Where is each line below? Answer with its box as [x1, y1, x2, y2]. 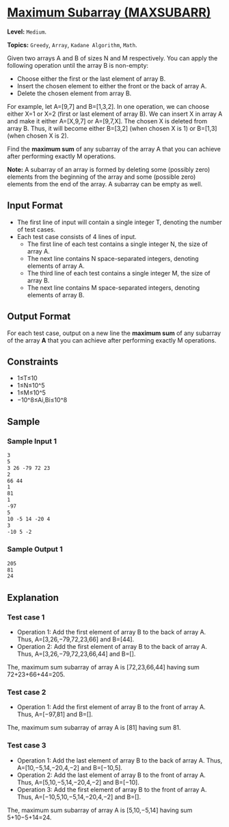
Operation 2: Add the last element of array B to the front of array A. [16, 771, 206, 779]
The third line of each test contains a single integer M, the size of [27, 269, 211, 277]
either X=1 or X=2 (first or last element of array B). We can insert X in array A [7, 110, 223, 118]
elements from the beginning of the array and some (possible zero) [7, 173, 196, 181]
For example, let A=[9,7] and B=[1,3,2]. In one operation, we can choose [7, 102, 210, 110]
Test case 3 [7, 741, 46, 750]
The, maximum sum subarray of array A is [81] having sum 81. [7, 724, 181, 732]
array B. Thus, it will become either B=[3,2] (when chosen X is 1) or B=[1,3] [7, 124, 217, 132]
